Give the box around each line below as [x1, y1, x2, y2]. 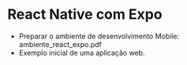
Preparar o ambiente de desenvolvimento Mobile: [18, 31, 180, 41]
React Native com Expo [7, 5, 163, 23]
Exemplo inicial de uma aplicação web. [18, 48, 145, 57]
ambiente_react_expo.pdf [18, 39, 102, 49]
